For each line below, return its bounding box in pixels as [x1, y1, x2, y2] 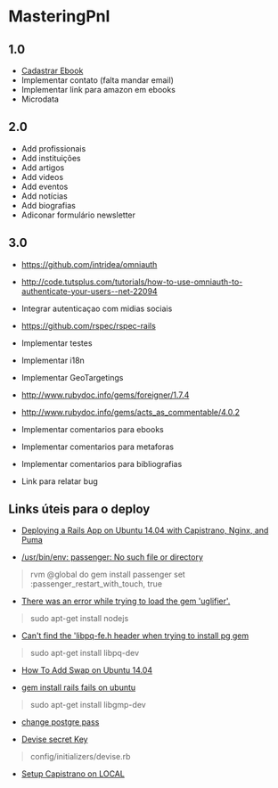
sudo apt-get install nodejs [29, 613, 129, 624]
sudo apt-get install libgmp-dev [29, 700, 146, 710]
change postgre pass [20, 717, 100, 727]
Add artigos [20, 162, 65, 173]
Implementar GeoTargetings [20, 372, 124, 382]
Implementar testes [20, 337, 93, 349]
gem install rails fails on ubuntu [20, 682, 136, 693]
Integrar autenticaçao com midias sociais [20, 303, 173, 314]
